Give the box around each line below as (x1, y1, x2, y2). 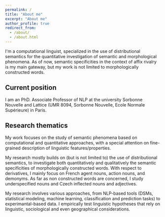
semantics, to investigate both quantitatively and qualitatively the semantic (5, 160, 157, 166)
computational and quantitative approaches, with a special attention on (5, 140, 149, 145)
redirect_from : (5, 26, 36, 31)
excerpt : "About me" (5, 16, 48, 21)
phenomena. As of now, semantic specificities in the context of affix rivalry (5, 59, 157, 65)
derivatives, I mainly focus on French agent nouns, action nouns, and (5, 170, 145, 176)
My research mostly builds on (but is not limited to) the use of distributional (5, 154, 158, 160)
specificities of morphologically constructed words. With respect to (5, 165, 142, 171)
